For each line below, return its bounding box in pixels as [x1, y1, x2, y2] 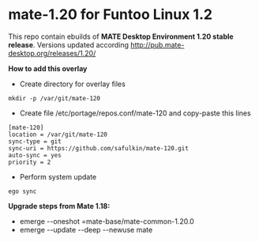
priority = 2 [8, 158, 51, 166]
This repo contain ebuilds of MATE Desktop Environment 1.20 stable [8, 32, 235, 41]
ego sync [8, 187, 37, 195]
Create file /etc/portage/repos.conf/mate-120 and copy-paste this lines [19, 108, 251, 118]
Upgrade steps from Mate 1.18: [8, 201, 111, 210]
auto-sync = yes [8, 151, 62, 159]
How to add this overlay [8, 63, 88, 73]
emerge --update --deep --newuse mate [19, 225, 153, 234]
